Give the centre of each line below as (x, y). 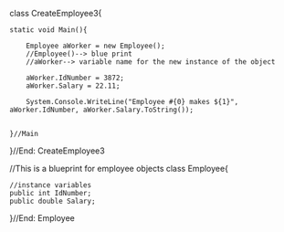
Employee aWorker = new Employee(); (96, 46)
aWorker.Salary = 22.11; (73, 86)
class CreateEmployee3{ (56, 13)
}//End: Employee (42, 218)
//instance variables (51, 185)
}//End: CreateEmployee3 (57, 151)
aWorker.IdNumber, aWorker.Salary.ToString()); (102, 110)
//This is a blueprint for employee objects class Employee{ (119, 169)
